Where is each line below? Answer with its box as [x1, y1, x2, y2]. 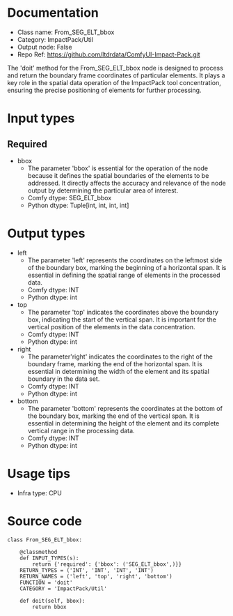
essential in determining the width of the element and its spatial [27, 367, 210, 375]
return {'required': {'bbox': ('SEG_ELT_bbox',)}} [32, 560, 182, 568]
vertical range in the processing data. [27, 426, 135, 435]
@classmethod [19, 548, 58, 555]
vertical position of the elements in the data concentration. [27, 322, 196, 331]
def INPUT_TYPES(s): [19, 555, 79, 562]
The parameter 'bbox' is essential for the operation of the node [27, 164, 209, 172]
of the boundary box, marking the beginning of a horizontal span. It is [27, 263, 227, 271]
